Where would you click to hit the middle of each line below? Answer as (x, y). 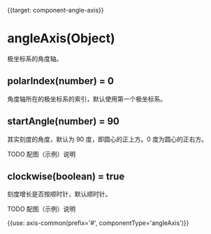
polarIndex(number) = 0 (60, 81)
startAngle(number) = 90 (64, 122)
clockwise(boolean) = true (66, 176)
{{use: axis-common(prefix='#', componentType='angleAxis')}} (98, 223)
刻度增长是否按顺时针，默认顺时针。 (59, 194)
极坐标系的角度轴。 (35, 58)
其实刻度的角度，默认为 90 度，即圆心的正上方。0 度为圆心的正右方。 (108, 139)
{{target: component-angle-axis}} (56, 10)
